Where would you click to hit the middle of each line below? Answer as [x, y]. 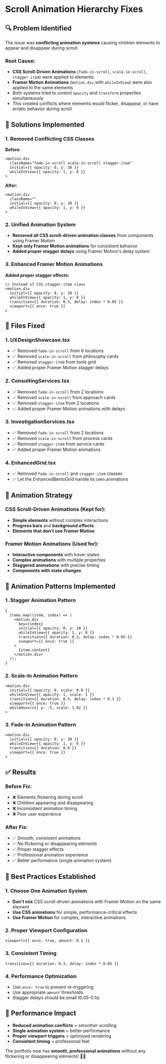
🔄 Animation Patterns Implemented [60, 586]
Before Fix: [19, 786]
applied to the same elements [42, 88]
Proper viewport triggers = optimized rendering [62, 1036]
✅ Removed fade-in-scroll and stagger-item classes [67, 474]
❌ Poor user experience [37, 814]
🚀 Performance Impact [41, 1013]
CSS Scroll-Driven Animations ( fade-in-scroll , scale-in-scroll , [80, 72]
